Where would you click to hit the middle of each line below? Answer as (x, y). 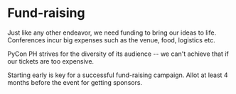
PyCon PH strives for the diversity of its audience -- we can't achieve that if (118, 54)
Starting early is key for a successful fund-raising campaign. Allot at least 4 (118, 75)
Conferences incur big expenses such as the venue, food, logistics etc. (111, 40)
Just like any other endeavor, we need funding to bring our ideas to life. (112, 33)
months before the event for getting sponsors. (75, 82)
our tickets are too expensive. (51, 61)
